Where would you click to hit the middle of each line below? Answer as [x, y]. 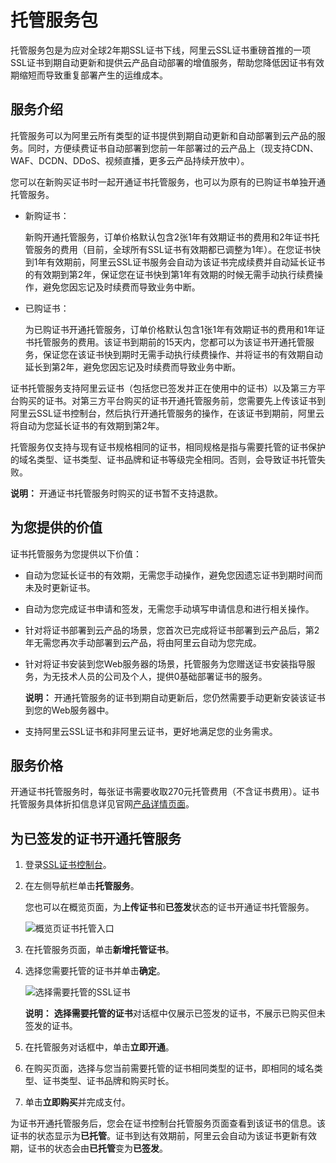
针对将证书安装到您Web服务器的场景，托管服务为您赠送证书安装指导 [165, 663]
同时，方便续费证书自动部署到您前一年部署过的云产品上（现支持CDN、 [173, 148]
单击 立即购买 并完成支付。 [77, 1102]
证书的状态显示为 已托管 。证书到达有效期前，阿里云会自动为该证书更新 [155, 1136]
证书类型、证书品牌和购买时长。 [108, 1081]
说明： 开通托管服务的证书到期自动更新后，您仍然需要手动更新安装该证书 [175, 697]
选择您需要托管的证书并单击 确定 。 [95, 971]
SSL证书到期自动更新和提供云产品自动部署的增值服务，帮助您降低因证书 [158, 62]
